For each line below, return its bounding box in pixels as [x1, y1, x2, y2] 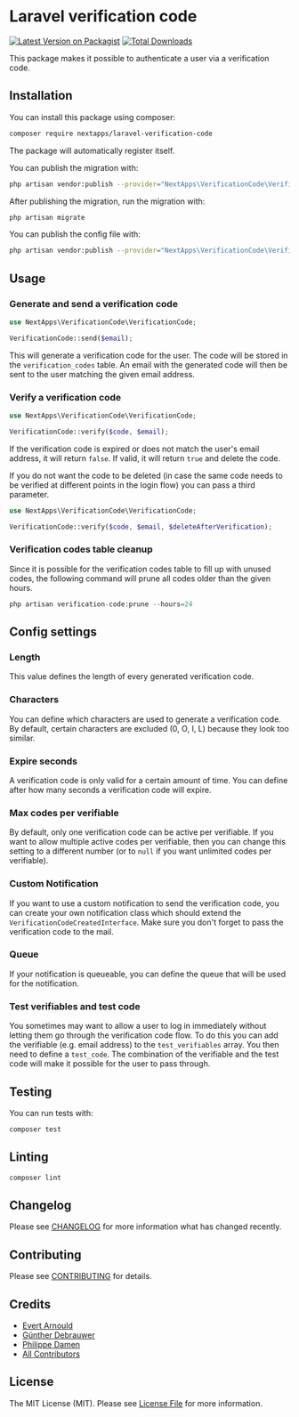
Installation [9, 88, 73, 103]
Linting [9, 1150, 49, 1165]
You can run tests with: [9, 1107, 93, 1118]
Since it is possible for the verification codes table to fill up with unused [9, 563, 271, 574]
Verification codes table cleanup [9, 543, 153, 555]
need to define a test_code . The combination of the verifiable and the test [9, 1049, 279, 1060]
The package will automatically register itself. [9, 145, 175, 156]
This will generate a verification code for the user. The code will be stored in [9, 350, 288, 360]
